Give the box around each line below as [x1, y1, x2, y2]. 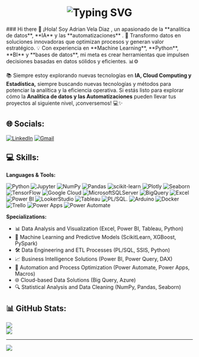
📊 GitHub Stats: [6, 303, 67, 313]
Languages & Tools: [6, 171, 56, 178]
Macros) [14, 270, 36, 277]
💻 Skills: [6, 153, 40, 163]
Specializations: [6, 213, 47, 220]
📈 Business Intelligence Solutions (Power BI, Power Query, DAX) [14, 255, 173, 262]
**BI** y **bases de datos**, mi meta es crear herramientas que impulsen [6, 51, 190, 58]
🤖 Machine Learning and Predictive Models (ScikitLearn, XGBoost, [14, 233, 176, 240]
